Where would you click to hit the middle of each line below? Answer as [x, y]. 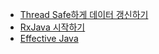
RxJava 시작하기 [52, 27]
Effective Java [49, 38]
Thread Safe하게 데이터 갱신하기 [84, 14]
